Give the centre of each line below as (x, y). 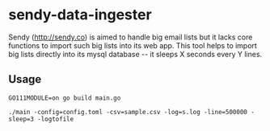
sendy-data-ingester (80, 15)
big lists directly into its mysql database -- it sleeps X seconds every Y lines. (135, 54)
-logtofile (56, 119)
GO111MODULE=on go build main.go (65, 98)
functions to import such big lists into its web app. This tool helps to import (133, 45)
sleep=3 (21, 119)
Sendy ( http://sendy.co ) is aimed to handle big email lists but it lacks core (131, 37)
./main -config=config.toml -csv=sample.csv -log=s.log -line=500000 (128, 112)
